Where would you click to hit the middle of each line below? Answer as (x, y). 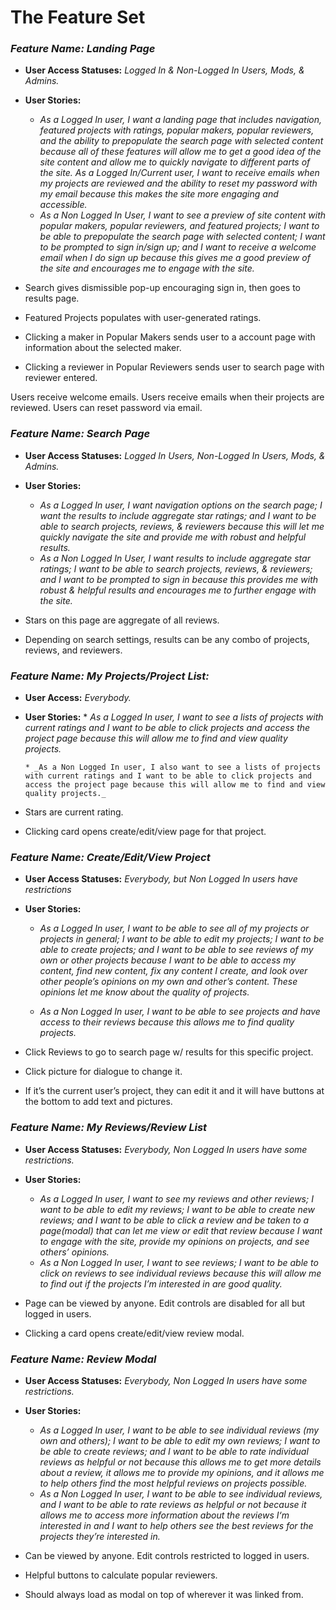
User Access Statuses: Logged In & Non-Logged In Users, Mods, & (164, 70)
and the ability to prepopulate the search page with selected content (181, 141)
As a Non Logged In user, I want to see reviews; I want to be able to (179, 1262)
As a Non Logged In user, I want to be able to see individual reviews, (181, 1493)
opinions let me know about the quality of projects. (144, 992)
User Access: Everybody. (78, 698)
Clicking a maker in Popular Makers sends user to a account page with (170, 337)
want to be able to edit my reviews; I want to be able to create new (177, 1209)
